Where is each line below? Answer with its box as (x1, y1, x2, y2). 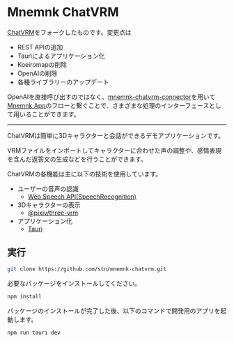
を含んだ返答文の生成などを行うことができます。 (7, 155, 148, 163)
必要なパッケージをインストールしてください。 (7, 279, 141, 287)
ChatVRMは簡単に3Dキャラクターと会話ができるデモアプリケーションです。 (7, 131, 225, 139)
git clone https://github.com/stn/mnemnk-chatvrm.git (7, 266, 167, 273)
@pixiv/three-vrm (27, 208, 79, 217)
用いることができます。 (13, 109, 80, 119)
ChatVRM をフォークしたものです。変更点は (7, 28, 132, 36)
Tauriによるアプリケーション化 (17, 52, 106, 60)
